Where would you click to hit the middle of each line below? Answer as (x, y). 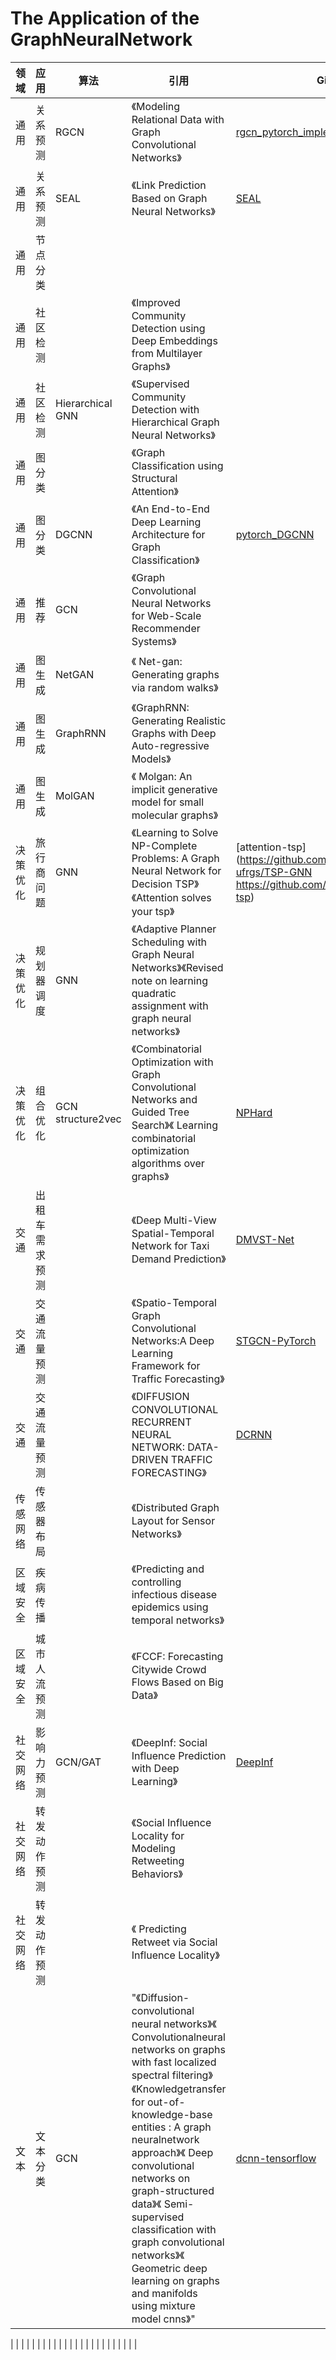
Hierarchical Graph (175, 422)
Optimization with (172, 1062)
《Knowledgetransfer (179, 2089)
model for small (168, 802)
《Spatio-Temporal (174, 1302)
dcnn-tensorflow (276, 2158)
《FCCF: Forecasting (177, 1656)
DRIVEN (150, 1459)
